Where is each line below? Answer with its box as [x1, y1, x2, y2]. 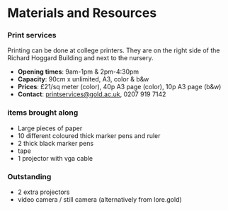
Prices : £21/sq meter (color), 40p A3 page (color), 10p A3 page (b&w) [17, 83, 222, 91]
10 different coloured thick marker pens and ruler [17, 131, 161, 139]
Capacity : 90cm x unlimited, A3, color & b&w [17, 75, 149, 84]
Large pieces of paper [17, 124, 83, 132]
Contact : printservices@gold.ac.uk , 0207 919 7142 [17, 90, 166, 98]
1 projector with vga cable [17, 154, 93, 162]
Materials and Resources [7, 5, 157, 21]
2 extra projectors [17, 188, 70, 196]
